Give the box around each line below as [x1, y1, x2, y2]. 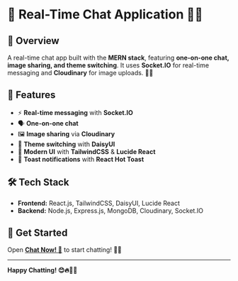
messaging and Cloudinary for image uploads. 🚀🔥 [7, 69, 154, 77]
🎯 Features [7, 89, 56, 101]
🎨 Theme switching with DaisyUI [17, 140, 115, 148]
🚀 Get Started [7, 227, 68, 239]
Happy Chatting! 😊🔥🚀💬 [7, 266, 78, 275]
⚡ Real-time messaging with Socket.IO [17, 108, 133, 116]
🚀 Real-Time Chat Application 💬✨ [7, 6, 203, 23]
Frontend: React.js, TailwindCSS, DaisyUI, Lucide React [17, 199, 181, 207]
